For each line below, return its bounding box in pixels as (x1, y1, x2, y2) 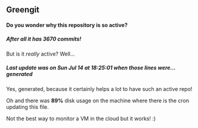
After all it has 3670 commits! (6, 35, 82, 42)
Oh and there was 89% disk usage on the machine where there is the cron (6, 97, 190, 104)
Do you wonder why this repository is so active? (6, 21, 128, 29)
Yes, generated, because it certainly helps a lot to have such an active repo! (6, 85, 193, 92)
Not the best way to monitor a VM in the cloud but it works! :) (6, 115, 156, 122)
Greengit (6, 5, 40, 15)
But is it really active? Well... (6, 50, 75, 57)
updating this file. (6, 103, 49, 110)
